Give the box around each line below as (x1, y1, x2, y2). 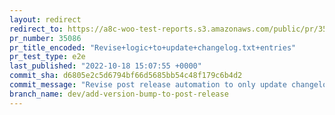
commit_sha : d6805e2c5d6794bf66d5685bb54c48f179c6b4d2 (9, 71, 243, 81)
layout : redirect (9, 14, 82, 25)
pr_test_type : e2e (9, 52, 86, 62)
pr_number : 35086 (9, 33, 82, 43)
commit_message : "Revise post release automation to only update (9, 80, 287, 90)
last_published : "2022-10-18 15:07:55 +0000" (9, 61, 202, 71)
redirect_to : (9, 24, 64, 34)
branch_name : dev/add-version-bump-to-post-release (9, 89, 229, 99)
